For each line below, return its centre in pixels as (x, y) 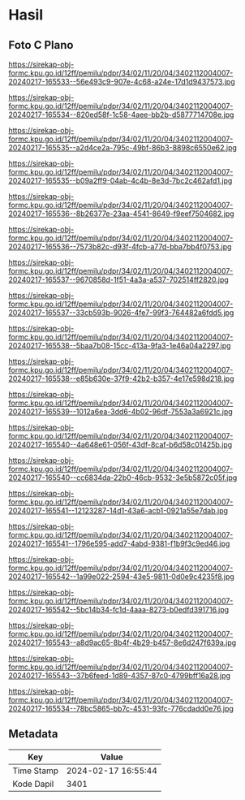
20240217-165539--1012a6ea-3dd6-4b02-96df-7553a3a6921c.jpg (120, 411)
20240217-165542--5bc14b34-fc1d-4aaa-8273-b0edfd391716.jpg (119, 610)
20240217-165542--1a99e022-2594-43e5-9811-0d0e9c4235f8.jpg (122, 577)
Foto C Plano (41, 45)
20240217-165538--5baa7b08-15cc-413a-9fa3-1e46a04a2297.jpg (120, 346)
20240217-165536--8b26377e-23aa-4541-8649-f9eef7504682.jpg (121, 214)
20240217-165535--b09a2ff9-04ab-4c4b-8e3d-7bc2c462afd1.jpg (120, 181)
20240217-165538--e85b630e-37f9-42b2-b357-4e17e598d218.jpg (121, 378)
